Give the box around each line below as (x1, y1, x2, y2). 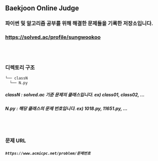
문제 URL (5, 137, 26, 144)
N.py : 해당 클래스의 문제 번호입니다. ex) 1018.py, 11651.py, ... (5, 105, 127, 111)
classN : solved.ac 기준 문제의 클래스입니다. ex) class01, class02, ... (5, 92, 145, 98)
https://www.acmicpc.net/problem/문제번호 (5, 150, 91, 156)
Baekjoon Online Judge (5, 4, 79, 13)
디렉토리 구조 (5, 64, 35, 71)
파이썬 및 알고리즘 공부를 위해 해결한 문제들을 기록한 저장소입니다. (5, 20, 153, 27)
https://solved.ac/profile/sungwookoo (5, 34, 101, 41)
